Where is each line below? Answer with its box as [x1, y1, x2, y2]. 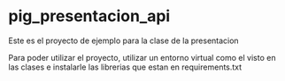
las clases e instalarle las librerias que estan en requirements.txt [8, 62, 243, 72]
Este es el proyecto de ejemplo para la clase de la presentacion [8, 35, 240, 46]
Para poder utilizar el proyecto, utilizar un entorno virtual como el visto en [8, 52, 276, 63]
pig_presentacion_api [8, 6, 171, 26]
